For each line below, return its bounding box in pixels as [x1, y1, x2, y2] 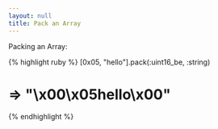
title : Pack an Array [8, 19, 82, 27]
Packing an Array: [8, 41, 68, 51]
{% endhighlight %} [8, 112, 74, 122]
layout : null [8, 11, 52, 20]
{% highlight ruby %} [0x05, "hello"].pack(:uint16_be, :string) [8, 57, 211, 67]
